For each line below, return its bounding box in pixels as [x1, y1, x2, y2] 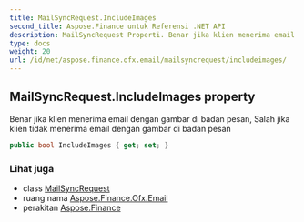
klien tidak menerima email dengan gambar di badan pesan [9, 123, 232, 134]
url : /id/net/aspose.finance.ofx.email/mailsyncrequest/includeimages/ [9, 55, 287, 65]
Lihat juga [9, 162, 55, 175]
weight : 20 [9, 47, 51, 56]
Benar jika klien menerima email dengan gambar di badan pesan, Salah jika [9, 113, 290, 124]
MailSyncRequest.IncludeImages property [9, 89, 256, 105]
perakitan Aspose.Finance [22, 202, 121, 213]
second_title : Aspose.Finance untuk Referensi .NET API [9, 22, 226, 31]
